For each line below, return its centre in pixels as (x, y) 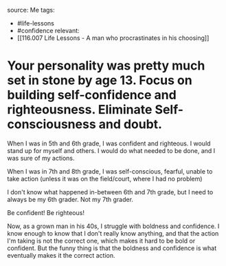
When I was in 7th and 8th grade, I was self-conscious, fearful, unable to (110, 171)
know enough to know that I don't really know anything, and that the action (113, 233)
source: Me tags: (31, 10)
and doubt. (131, 124)
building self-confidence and (92, 95)
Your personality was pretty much (106, 66)
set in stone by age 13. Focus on (100, 80)
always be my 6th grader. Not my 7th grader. (70, 199)
